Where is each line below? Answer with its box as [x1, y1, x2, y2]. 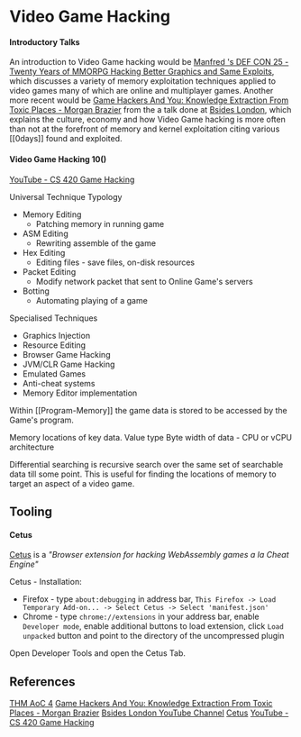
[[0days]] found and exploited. [9, 133, 123, 144]
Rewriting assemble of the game [35, 237, 156, 249]
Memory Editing [22, 209, 82, 220]
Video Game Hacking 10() [9, 153, 107, 164]
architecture [9, 441, 55, 452]
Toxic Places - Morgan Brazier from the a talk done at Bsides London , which [9, 105, 292, 115]
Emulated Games [22, 368, 87, 379]
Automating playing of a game [35, 295, 149, 305]
